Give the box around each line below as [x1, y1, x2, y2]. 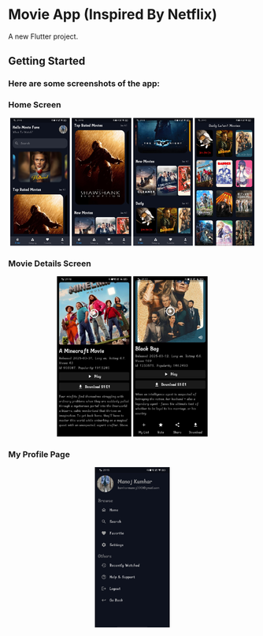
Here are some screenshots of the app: [8, 78, 160, 89]
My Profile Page [8, 448, 71, 459]
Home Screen [8, 99, 61, 110]
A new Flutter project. [8, 32, 79, 41]
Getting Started [8, 54, 86, 68]
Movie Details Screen [8, 258, 92, 269]
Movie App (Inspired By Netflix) [8, 6, 218, 24]
